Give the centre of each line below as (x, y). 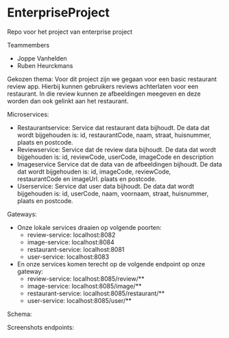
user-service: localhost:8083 (68, 257)
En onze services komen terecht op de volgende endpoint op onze (111, 264)
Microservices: (28, 114)
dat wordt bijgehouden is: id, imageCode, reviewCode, (94, 171)
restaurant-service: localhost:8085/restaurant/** (96, 293)
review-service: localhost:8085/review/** (86, 278)
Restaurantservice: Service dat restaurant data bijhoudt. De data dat (113, 127)
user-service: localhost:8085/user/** (80, 300)
